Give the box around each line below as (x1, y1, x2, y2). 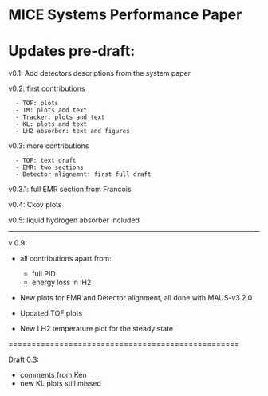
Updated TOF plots (19, 308, 83, 318)
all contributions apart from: (19, 253, 112, 264)
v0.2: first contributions (8, 84, 85, 93)
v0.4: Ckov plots (8, 200, 62, 210)
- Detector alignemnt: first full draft (15, 171, 152, 178)
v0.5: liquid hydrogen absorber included (8, 215, 140, 225)
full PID (31, 269, 56, 279)
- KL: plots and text (15, 120, 88, 128)
